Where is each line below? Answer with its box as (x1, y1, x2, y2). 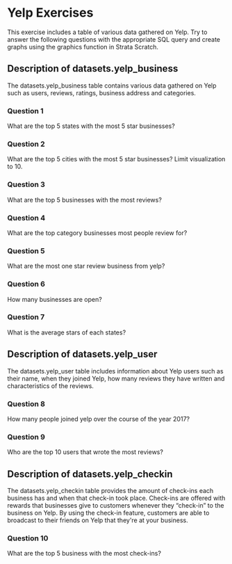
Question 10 (7, 533, 49, 543)
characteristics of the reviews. (7, 381, 94, 390)
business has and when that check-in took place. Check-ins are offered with (7, 494, 226, 502)
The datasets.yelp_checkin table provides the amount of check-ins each (7, 487, 214, 495)
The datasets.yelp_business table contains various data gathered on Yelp (7, 81, 217, 90)
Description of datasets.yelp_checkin (7, 468, 173, 480)
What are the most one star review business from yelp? (7, 262, 165, 271)
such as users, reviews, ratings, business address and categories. (7, 88, 197, 97)
